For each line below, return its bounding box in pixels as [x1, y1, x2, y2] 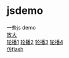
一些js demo [6, 24, 37, 31]
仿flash [6, 45, 24, 53]
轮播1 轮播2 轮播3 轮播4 [6, 38, 63, 45]
